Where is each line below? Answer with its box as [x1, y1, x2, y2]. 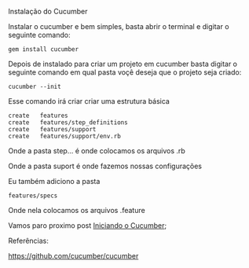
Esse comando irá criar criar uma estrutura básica [8, 97, 170, 105]
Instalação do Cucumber [8, 7, 88, 16]
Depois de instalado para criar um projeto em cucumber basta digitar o [8, 59, 238, 68]
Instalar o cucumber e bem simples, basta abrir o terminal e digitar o [8, 22, 229, 31]
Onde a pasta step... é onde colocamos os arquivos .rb [8, 146, 186, 156]
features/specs [8, 192, 58, 200]
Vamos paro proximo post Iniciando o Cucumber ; [8, 221, 167, 230]
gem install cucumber [8, 46, 79, 53]
